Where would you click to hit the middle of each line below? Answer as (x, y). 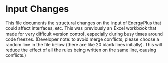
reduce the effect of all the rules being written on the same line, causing (81, 50)
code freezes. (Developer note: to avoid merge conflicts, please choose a (82, 39)
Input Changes (37, 9)
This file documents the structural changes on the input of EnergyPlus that (83, 23)
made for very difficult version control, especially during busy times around (84, 34)
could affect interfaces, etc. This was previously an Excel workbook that (81, 28)
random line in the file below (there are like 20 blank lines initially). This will (84, 44)
